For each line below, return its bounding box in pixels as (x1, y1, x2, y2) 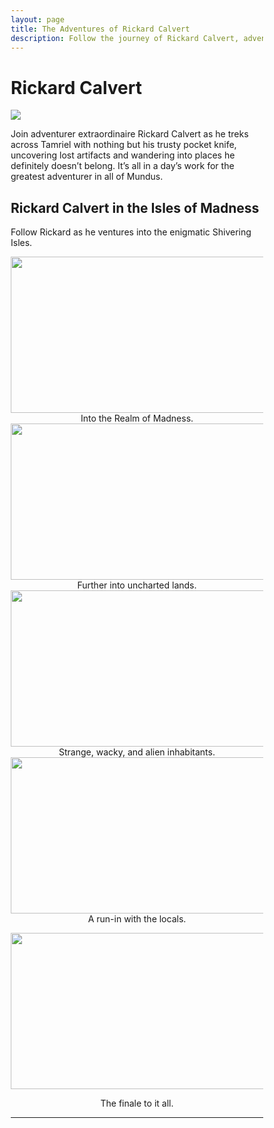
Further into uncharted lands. (77, 579, 197, 591)
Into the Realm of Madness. (80, 412, 194, 425)
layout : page (10, 14, 65, 25)
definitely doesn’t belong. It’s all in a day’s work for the (10, 160, 235, 172)
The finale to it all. (100, 1097, 174, 1110)
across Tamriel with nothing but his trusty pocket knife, (10, 139, 237, 151)
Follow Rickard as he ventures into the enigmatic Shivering (10, 226, 252, 238)
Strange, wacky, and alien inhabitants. (58, 746, 216, 758)
